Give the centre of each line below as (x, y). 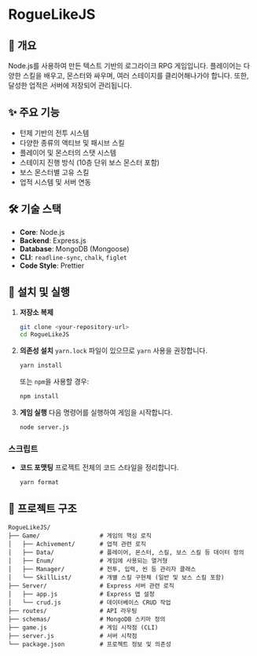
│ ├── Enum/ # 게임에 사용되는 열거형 (88, 561)
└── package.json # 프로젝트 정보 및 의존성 (90, 644)
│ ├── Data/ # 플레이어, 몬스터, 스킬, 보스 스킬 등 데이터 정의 (126, 552)
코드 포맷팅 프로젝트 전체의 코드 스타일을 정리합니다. (99, 467)
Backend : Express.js (53, 240)
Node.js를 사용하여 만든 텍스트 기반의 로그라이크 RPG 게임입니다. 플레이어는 (125, 66)
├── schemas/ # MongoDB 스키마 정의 (87, 619)
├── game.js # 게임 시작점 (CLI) (83, 627)
